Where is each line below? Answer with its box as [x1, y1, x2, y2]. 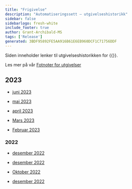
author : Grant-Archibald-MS [5, 30, 63, 35]
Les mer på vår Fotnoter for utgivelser [5, 62, 82, 67]
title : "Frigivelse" [5, 7, 47, 12]
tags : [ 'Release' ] [5, 35, 43, 40]
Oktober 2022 [12, 169, 41, 175]
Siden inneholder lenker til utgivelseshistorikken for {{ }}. [5, 52, 118, 58]
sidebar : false [5, 16, 36, 21]
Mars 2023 [12, 117, 35, 123]
